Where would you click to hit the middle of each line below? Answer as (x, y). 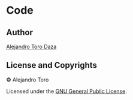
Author (19, 32)
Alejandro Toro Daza (31, 46)
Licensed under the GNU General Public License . (66, 91)
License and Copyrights (52, 65)
